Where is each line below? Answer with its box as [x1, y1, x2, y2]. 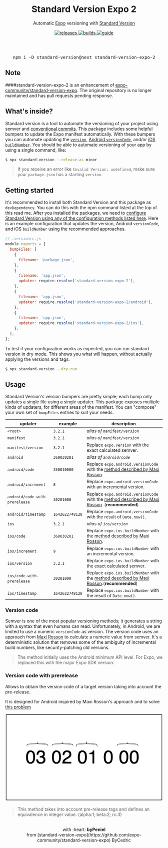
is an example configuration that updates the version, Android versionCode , [5, 221, 159, 227]
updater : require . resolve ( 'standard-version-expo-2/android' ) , [18, 299, 153, 305]
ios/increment [7, 549, 37, 554]
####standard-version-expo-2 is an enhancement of [5, 82, 114, 88]
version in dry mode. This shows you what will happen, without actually [5, 351, 152, 357]
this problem [5, 704, 31, 710]
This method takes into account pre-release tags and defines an [17, 806, 150, 812]
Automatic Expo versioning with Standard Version [33, 20, 135, 26]
